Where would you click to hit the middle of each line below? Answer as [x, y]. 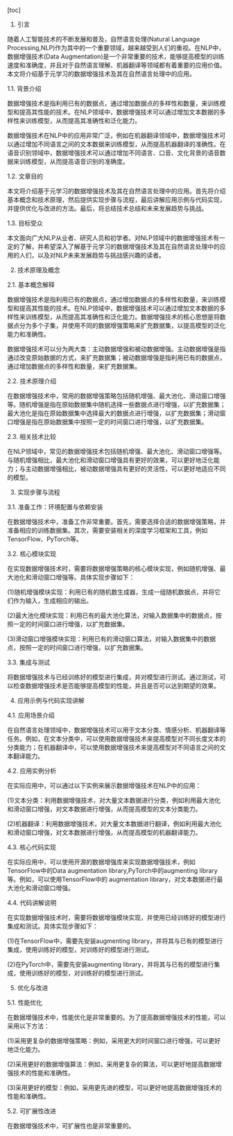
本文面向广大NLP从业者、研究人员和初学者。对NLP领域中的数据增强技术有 [113, 238]
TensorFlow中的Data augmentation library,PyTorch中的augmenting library [113, 870]
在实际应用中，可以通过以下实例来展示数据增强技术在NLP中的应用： [104, 785]
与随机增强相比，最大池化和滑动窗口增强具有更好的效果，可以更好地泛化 [110, 460]
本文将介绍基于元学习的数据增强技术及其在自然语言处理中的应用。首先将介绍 [116, 191]
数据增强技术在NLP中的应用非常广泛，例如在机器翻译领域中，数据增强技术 [113, 135]
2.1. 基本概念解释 [31, 285]
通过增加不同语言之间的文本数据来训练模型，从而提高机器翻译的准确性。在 [119, 144]
